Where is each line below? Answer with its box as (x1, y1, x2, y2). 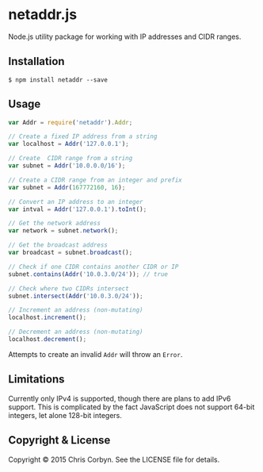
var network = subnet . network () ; (8, 227, 119, 235)
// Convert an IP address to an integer (8, 198, 144, 205)
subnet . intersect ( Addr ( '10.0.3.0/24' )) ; (8, 292, 144, 300)
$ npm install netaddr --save (8, 75, 109, 84)
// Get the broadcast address (8, 241, 109, 249)
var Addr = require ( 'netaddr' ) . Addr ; (8, 118, 133, 126)
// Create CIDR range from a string (8, 155, 133, 163)
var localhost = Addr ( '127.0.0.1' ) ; (8, 140, 129, 148)
